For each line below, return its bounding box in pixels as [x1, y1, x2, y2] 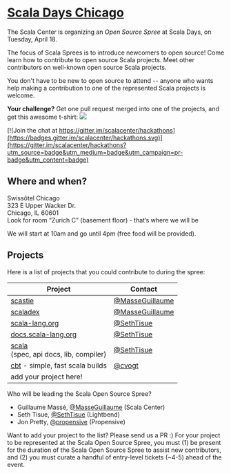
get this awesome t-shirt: [7, 113, 79, 121]
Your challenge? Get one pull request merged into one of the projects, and [7, 104, 219, 113]
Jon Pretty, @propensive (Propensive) [17, 417, 126, 426]
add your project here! [10, 372, 83, 381]
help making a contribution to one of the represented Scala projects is [7, 84, 205, 92]
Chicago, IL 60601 [7, 209, 59, 217]
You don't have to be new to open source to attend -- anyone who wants [7, 76, 214, 84]
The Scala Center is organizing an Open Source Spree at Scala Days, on [7, 28, 212, 36]
